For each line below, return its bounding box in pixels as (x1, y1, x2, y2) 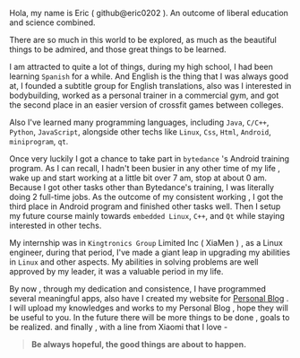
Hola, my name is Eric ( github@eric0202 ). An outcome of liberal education (9, 8, 289, 18)
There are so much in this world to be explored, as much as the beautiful (9, 35, 278, 45)
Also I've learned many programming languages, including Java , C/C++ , (9, 117, 270, 127)
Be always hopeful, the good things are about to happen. (30, 339, 247, 349)
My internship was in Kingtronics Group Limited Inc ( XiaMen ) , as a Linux (9, 238, 284, 248)
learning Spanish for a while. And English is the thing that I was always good (9, 71, 289, 82)
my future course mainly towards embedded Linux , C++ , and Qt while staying (9, 211, 285, 221)
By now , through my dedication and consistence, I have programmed (9, 284, 267, 294)
